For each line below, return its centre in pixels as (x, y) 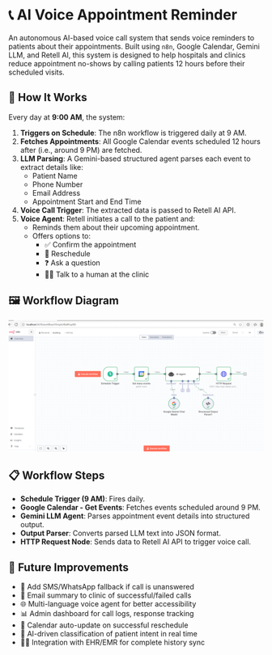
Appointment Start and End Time (87, 201)
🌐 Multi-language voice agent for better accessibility (108, 604)
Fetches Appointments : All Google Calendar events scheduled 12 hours (140, 141)
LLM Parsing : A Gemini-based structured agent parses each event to (135, 158)
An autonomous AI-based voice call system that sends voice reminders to (132, 37)
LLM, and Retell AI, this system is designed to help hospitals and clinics (127, 55)
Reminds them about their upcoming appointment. (116, 227)
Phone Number (57, 184)
